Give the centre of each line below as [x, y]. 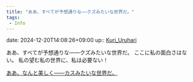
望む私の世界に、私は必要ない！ [69, 60]
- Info [17, 23]
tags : [13, 17]
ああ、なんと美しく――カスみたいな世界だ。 [62, 73]
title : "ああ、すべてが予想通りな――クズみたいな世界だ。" [70, 12]
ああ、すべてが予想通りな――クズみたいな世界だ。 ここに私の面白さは [94, 52]
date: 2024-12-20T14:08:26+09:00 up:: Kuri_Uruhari [72, 40]
